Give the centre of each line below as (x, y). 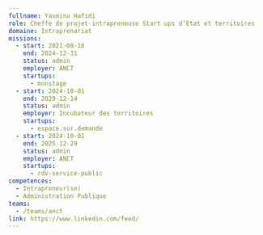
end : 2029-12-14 (51, 99)
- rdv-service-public (66, 174)
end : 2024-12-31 (51, 53)
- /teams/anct (39, 211)
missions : (25, 38)
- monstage (48, 83)
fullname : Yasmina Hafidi (52, 16)
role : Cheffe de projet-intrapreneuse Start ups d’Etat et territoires (131, 23)
